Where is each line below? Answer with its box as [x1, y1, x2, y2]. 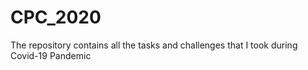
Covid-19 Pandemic [10, 49, 92, 61]
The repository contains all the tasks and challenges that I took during [10, 39, 298, 51]
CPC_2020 [10, 6, 102, 29]
